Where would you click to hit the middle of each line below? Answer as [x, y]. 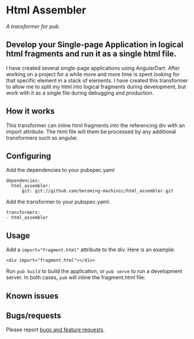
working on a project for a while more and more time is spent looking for [93, 74]
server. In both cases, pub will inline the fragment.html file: [76, 278]
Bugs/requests [34, 315]
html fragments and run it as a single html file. [91, 54]
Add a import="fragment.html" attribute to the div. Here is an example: [91, 250]
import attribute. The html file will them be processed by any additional [91, 132]
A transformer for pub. [33, 26]
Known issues [32, 296]
